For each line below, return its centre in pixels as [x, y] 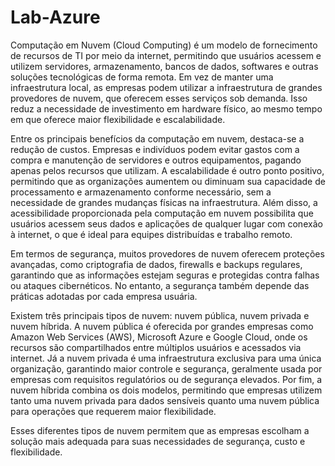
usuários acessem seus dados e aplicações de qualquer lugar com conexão [166, 223]
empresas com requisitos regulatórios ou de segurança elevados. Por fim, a [166, 379]
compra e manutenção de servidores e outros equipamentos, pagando [156, 160]
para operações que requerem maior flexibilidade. [113, 411]
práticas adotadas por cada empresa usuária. [104, 296]
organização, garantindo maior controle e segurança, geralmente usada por [166, 368]
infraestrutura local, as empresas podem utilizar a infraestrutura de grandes [166, 87]
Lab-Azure [55, 17]
